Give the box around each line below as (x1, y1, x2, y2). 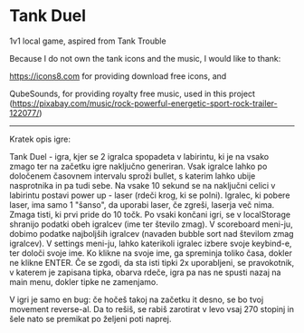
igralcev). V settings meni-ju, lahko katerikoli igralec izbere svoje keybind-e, (9, 238, 292, 249)
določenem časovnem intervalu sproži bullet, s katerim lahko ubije (9, 170, 256, 181)
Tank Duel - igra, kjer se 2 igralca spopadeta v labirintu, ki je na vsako (9, 151, 270, 162)
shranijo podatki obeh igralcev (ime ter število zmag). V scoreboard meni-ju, (9, 219, 293, 230)
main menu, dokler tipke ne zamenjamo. (9, 276, 158, 287)
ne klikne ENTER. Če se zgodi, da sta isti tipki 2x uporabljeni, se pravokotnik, (9, 257, 295, 268)
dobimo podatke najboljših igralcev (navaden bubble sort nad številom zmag (9, 228, 294, 239)
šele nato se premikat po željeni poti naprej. (9, 313, 172, 324)
